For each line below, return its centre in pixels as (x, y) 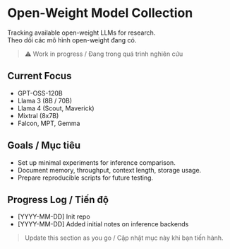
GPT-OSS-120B (40, 93)
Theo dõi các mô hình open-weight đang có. (72, 40)
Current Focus (40, 76)
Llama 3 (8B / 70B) (45, 100)
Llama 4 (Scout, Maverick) (56, 108)
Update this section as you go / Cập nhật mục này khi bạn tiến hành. (124, 238)
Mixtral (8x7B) (38, 115)
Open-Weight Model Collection (100, 13)
